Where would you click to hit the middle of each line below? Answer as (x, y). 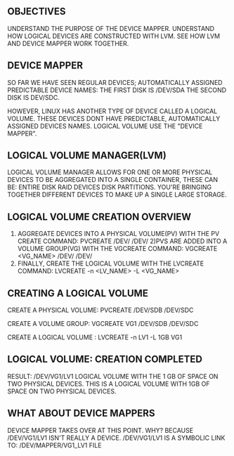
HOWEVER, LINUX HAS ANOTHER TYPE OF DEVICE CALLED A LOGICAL (112, 111)
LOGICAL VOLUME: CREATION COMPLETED (105, 359)
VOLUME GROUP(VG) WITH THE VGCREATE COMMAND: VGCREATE (117, 249)
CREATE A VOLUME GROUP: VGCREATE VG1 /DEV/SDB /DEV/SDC (103, 324)
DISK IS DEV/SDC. (33, 97)
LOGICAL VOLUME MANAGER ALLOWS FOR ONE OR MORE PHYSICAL (110, 172)
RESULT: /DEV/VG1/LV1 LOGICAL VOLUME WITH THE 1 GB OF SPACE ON (113, 376)
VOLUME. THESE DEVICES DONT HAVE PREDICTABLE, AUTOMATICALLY (114, 118)
